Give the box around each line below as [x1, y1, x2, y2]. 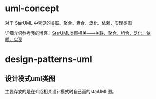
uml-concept [5, 3, 59, 14]
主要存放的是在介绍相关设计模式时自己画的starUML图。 [5, 88, 117, 94]
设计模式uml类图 [5, 74, 55, 83]
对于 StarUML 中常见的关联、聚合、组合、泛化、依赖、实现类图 [5, 20, 132, 25]
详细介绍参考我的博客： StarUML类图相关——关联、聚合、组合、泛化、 [5, 30, 147, 36]
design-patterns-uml [5, 54, 93, 65]
